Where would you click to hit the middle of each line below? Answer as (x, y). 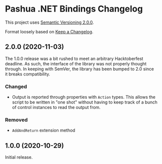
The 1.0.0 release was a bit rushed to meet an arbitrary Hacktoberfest (74, 59)
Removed (16, 119)
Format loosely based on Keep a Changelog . (49, 31)
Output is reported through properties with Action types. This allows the (84, 97)
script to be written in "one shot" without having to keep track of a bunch (85, 102)
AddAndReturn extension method (44, 130)
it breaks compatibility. (28, 74)
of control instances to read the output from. (56, 107)
